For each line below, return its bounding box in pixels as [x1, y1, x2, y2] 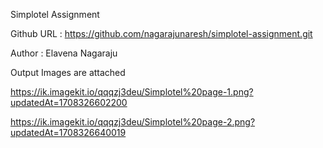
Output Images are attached [10, 67, 126, 78]
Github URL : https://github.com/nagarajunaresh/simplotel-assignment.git [10, 28, 313, 39]
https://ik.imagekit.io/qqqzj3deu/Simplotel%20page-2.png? [10, 116, 256, 128]
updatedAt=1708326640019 [10, 127, 127, 138]
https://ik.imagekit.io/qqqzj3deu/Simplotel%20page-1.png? [10, 86, 254, 98]
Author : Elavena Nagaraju [10, 47, 118, 59]
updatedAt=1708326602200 [10, 97, 128, 108]
